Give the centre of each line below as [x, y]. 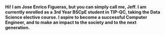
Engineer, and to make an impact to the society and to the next [71, 22]
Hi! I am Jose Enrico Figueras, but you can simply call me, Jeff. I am [76, 7]
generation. [17, 27]
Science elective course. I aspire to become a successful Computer [76, 17]
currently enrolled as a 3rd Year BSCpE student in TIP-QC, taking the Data [83, 12]
